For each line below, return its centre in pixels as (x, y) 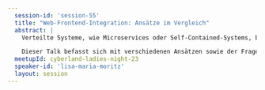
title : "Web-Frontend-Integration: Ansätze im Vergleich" (112, 23)
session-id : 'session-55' (57, 15)
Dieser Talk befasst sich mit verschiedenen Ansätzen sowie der (130, 52)
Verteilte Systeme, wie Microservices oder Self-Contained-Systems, (137, 37)
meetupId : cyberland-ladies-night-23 (77, 59)
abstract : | (34, 30)
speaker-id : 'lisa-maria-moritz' (70, 67)
